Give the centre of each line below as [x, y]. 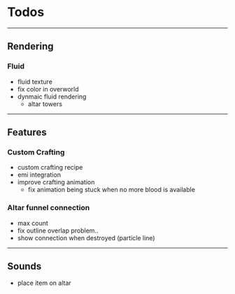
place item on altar [44, 283]
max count [33, 223]
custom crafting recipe [50, 168]
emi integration [39, 175]
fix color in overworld [48, 89]
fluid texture [35, 82]
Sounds [24, 266]
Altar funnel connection [49, 208]
